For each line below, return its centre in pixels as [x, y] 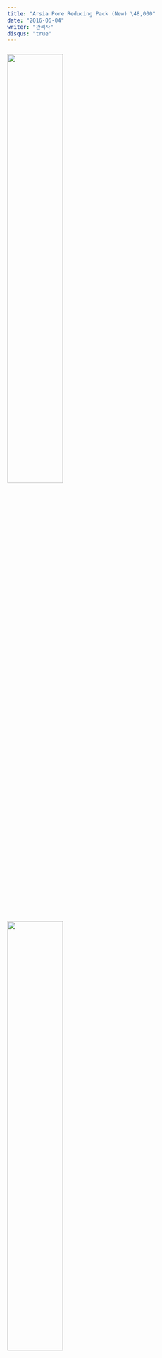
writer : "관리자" [31, 27]
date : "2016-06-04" [36, 20]
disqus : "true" [30, 33]
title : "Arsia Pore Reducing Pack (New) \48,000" [82, 14]
